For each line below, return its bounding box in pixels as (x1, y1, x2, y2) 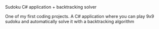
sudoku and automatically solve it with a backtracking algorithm (5, 19, 134, 24)
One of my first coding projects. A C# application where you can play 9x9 (5, 14, 154, 19)
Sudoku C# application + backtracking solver (5, 4, 97, 10)
